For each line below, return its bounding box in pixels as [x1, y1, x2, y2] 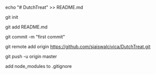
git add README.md [5, 24, 48, 30]
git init [5, 14, 19, 20]
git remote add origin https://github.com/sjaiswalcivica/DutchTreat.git [5, 44, 151, 50]
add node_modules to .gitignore [5, 63, 72, 69]
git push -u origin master [5, 53, 57, 59]
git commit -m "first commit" [5, 34, 65, 40]
